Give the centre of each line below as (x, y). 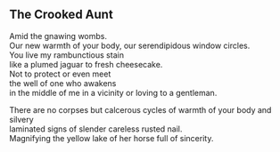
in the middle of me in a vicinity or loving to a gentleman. (113, 92)
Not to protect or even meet (60, 74)
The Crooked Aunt (61, 15)
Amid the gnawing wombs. (58, 36)
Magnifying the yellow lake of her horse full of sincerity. (111, 138)
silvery (21, 119)
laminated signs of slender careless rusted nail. (96, 129)
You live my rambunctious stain (67, 55)
